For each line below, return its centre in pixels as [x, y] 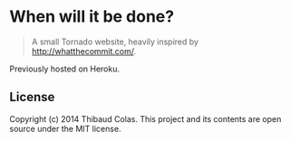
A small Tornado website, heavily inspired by [115, 42]
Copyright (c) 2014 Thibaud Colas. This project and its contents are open [145, 118]
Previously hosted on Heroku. [65, 69]
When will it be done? [92, 17]
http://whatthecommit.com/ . [84, 51]
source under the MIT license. [65, 128]
